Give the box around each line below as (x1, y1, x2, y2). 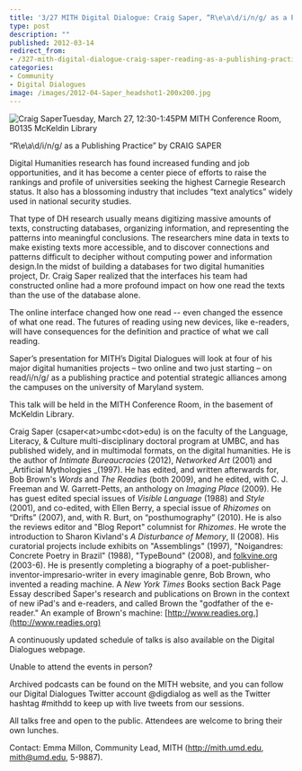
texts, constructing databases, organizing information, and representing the (9, 222, 289, 234)
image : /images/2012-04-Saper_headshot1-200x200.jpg (9, 88, 211, 97)
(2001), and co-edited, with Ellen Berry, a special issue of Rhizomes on (9, 502, 271, 513)
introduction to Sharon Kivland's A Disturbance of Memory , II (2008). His (9, 531, 280, 542)
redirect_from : (9, 47, 67, 56)
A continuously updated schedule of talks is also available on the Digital (9, 634, 275, 645)
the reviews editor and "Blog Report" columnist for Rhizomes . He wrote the (9, 521, 287, 532)
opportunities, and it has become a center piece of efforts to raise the (9, 167, 267, 178)
